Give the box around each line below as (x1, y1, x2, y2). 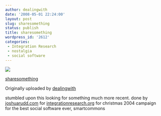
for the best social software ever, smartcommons (5, 106, 106, 112)
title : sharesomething (5, 30, 52, 35)
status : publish (5, 26, 39, 31)
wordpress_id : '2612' (5, 35, 50, 40)
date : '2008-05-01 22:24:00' (5, 12, 65, 17)
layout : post (5, 16, 32, 21)
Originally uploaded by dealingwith (5, 85, 76, 91)
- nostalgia (7, 48, 32, 53)
